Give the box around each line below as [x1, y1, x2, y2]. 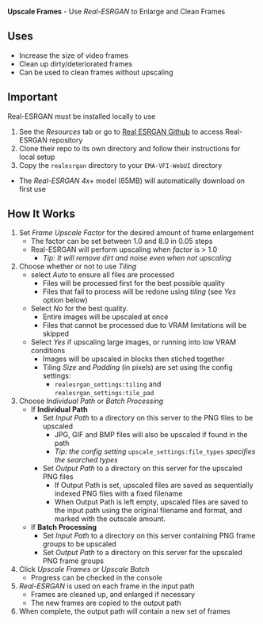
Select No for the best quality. [30, 304, 128, 314]
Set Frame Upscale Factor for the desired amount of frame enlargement [18, 228, 254, 238]
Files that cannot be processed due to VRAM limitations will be [42, 321, 247, 330]
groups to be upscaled [42, 539, 116, 549]
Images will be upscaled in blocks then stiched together [42, 354, 225, 363]
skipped [42, 329, 69, 339]
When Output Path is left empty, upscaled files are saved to [54, 497, 249, 507]
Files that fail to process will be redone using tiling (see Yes [42, 287, 237, 296]
